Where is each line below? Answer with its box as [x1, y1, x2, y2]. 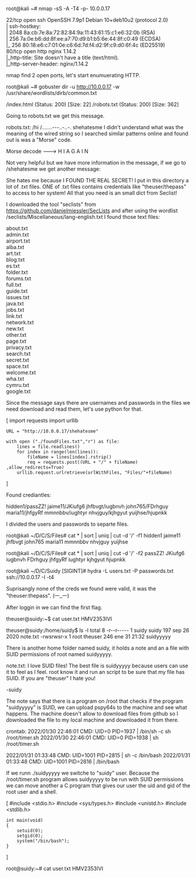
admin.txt [6, 231, 29, 238]
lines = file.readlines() [16, 444, 81, 450]
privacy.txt [6, 344, 32, 350]
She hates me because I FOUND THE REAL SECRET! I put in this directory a [6, 177, 190, 184]
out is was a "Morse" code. [6, 136, 72, 143]
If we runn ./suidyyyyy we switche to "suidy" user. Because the [6, 769, 160, 777]
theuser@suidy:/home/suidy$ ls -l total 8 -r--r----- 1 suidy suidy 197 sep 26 [6, 627, 190, 634]
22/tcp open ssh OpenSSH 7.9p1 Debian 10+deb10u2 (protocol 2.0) [6, 17, 168, 23]
